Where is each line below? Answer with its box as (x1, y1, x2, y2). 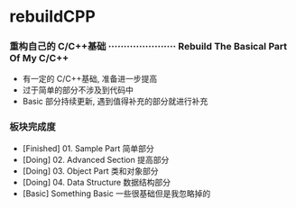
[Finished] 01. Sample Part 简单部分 (22, 142, 155, 154)
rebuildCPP (9, 6, 97, 27)
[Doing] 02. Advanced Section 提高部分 (22, 154, 170, 165)
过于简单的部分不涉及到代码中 (22, 85, 134, 95)
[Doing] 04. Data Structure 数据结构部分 (22, 176, 171, 187)
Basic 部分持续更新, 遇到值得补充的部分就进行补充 (22, 96, 208, 107)
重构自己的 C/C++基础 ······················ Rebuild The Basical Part (9, 41, 288, 53)
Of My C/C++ (9, 52, 69, 65)
